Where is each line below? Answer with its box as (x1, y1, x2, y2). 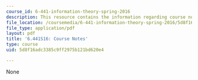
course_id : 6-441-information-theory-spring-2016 (6, 8, 131, 15)
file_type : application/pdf (6, 25, 75, 31)
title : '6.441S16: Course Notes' (6, 36, 88, 42)
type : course (6, 42, 38, 48)
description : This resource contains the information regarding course (6, 14, 186, 20)
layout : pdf (6, 31, 35, 36)
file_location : (6, 19, 44, 25)
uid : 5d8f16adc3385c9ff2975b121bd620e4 (6, 47, 104, 53)
